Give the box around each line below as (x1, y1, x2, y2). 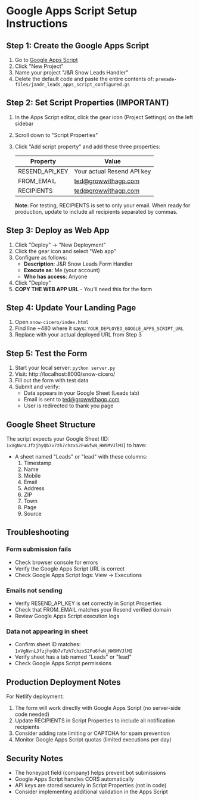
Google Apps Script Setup (6, 4, 138, 18)
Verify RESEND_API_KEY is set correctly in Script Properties (14, 600, 162, 607)
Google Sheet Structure (6, 419, 96, 429)
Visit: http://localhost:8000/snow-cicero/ (14, 370, 116, 378)
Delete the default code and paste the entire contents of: (14, 76, 154, 82)
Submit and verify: (14, 383, 61, 391)
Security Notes (6, 753, 64, 763)
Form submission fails (6, 545, 71, 553)
